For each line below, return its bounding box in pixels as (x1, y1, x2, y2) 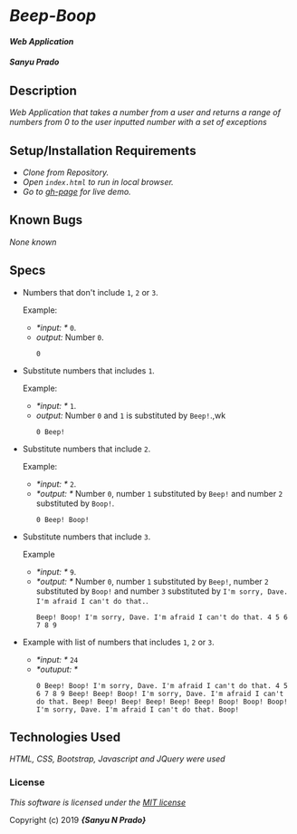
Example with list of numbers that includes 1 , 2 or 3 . (22, 636, 215, 647)
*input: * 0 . (35, 322, 77, 333)
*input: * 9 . (35, 566, 77, 577)
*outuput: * (35, 664, 79, 674)
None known (9, 237, 57, 247)
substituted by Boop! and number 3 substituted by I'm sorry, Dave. (35, 586, 288, 596)
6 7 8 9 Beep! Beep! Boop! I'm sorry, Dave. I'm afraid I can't (35, 689, 284, 698)
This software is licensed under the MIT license (9, 797, 187, 808)
